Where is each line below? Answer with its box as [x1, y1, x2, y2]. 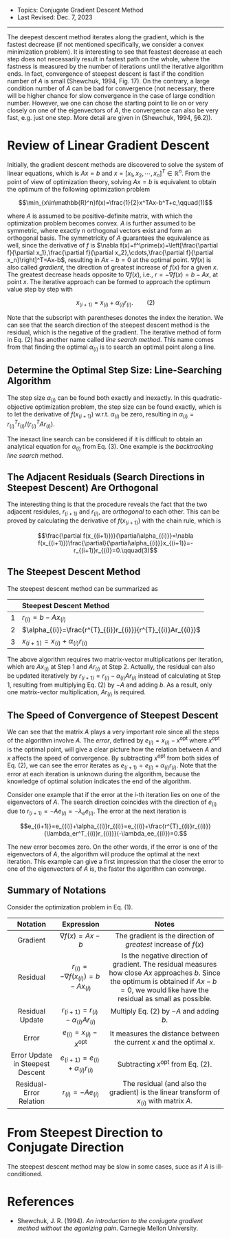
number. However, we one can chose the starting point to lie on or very [7, 99, 208, 107]
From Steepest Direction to [7, 1125, 164, 1140]
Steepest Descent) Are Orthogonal [7, 482, 159, 494]
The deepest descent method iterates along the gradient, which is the [7, 33, 205, 41]
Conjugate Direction [7, 1140, 124, 1156]
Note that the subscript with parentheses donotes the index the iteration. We [7, 314, 223, 322]
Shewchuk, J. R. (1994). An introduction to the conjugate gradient [16, 1216, 203, 1225]
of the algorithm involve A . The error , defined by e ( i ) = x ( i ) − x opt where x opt [7, 735, 220, 746]
